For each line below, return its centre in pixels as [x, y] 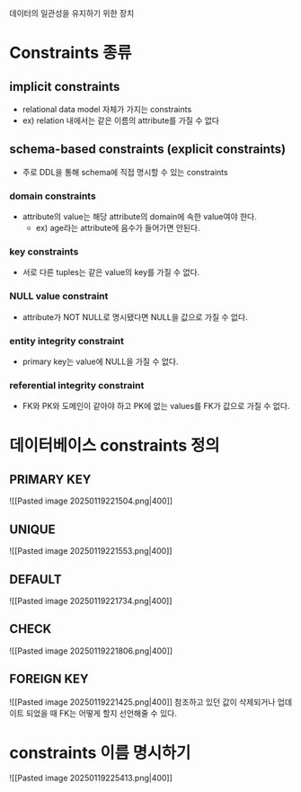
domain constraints [53, 196]
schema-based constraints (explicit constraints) [147, 150]
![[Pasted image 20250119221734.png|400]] [91, 601]
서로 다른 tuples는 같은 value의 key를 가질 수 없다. [111, 272]
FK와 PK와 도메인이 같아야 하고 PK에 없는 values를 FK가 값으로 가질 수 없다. [156, 406]
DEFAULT [35, 579]
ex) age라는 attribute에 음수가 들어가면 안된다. [118, 228]
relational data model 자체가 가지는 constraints [107, 109]
